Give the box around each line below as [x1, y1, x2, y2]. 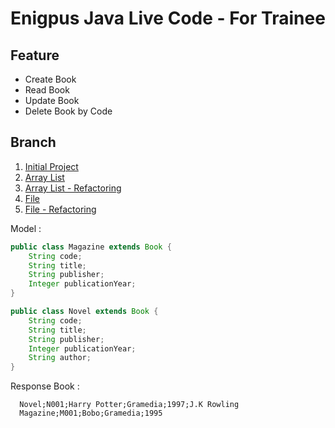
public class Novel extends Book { [10, 307, 159, 317]
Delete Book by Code [24, 105, 113, 117]
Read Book [24, 84, 70, 96]
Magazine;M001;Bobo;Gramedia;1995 [19, 408, 163, 419]
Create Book [24, 73, 77, 85]
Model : [10, 222, 42, 234]
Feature [10, 47, 60, 64]
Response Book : [10, 380, 80, 392]
